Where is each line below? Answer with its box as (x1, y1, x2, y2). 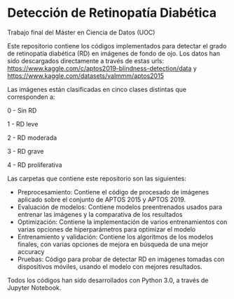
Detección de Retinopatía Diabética (7, 5, 217, 21)
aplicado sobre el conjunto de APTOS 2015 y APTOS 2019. (17, 195, 186, 204)
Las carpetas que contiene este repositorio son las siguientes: (7, 174, 187, 182)
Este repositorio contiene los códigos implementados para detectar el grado (7, 41, 227, 50)
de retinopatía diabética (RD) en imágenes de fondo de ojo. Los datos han (7, 49, 221, 58)
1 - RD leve (7, 119, 39, 128)
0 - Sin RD (7, 106, 37, 114)
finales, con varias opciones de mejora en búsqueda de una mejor (17, 240, 209, 248)
